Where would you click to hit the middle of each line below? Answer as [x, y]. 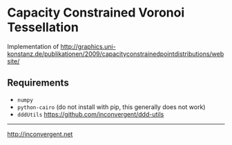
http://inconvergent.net [40, 134]
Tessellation [43, 27]
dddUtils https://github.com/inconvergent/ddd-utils [90, 114]
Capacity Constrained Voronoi [96, 13]
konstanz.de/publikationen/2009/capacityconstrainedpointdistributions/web [116, 54]
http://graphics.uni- [88, 46]
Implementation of [33, 46]
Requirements [38, 83]
